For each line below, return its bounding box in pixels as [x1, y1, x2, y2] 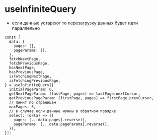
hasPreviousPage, [9, 70, 45, 74]
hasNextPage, [9, 65, 36, 70]
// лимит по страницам [9, 100, 56, 105]
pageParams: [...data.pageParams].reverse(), [13, 122, 110, 127]
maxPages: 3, [9, 104, 36, 109]
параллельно [11, 25, 40, 31]
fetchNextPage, [9, 56, 41, 62]
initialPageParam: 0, [9, 87, 54, 92]
